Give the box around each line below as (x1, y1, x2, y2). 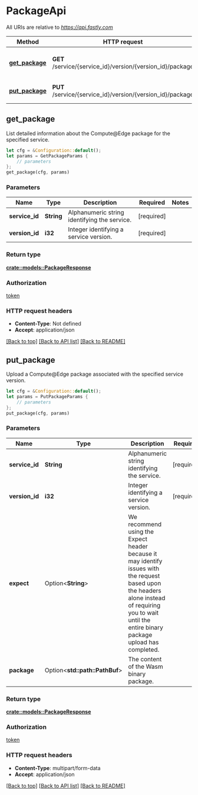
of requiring (128, 601, 161, 609)
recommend (128, 520, 162, 528)
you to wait (128, 609, 159, 617)
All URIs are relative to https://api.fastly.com (6, 24, 113, 31)
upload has (128, 638, 159, 646)
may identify (128, 557, 163, 565)
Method (16, 37, 39, 45)
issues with (128, 564, 160, 573)
